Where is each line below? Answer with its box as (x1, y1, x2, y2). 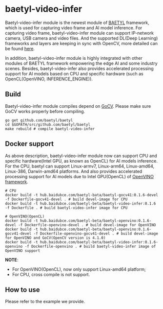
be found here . (5, 46, 35, 51)
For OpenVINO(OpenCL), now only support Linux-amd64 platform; (12, 266, 146, 272)
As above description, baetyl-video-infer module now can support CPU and (5, 153, 157, 159)
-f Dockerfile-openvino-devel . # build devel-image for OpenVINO (18, 222, 156, 227)
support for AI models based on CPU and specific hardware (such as (5, 71, 143, 76)
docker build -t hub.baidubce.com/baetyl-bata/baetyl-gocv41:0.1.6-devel (5, 192, 159, 197)
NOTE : (5, 257, 19, 262)
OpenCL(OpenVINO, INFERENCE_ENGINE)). (5, 76, 93, 82)
